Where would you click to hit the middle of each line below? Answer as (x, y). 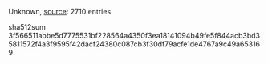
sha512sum (27, 27)
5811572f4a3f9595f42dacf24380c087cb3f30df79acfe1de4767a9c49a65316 (134, 44)
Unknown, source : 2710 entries (60, 12)
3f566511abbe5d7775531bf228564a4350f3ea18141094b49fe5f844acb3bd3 (134, 36)
